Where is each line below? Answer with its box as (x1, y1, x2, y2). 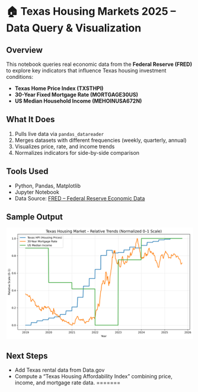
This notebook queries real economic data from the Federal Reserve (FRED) (6, 60, 193, 68)
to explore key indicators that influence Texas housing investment (6, 67, 167, 74)
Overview (6, 45, 43, 55)
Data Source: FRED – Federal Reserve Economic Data (14, 195, 145, 202)
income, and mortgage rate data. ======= (14, 379, 121, 386)
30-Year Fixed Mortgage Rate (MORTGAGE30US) (14, 91, 138, 98)
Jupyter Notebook (14, 188, 59, 196)
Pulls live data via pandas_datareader (14, 130, 104, 137)
